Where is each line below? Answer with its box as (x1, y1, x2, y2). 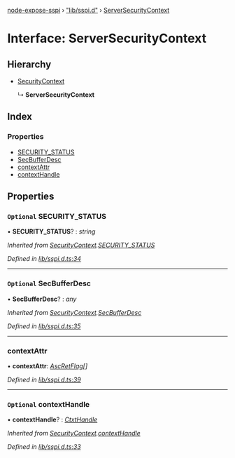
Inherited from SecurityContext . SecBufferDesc (7, 308, 142, 316)
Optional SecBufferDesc (7, 278, 91, 288)
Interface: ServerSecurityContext (7, 31, 207, 46)
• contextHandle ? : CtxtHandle (7, 415, 98, 424)
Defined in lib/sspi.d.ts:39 (7, 375, 82, 384)
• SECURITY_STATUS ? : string (7, 227, 96, 236)
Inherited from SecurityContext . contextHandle (7, 429, 141, 438)
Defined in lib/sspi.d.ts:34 (7, 255, 82, 263)
